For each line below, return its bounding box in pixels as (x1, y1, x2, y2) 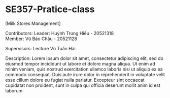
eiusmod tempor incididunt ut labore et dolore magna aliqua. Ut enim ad (5, 60, 156, 67)
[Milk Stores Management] (5, 20, 61, 26)
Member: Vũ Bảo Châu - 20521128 (5, 36, 78, 42)
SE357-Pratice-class (5, 4, 95, 15)
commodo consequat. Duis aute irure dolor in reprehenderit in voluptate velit (5, 71, 165, 77)
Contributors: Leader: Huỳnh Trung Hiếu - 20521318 (5, 30, 114, 36)
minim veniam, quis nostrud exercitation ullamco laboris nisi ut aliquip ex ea (5, 66, 163, 72)
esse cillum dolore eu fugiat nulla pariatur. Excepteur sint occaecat (5, 77, 145, 83)
